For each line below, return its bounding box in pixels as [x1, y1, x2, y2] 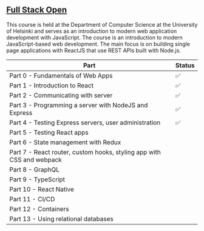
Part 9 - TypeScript [9, 175, 66, 184]
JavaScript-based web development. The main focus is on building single [6, 40, 190, 47]
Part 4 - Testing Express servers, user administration [9, 118, 161, 127]
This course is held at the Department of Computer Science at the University [6, 21, 198, 28]
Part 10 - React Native [9, 185, 75, 193]
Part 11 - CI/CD [9, 195, 55, 203]
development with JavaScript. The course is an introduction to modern [6, 33, 183, 41]
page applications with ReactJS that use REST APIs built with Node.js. [6, 47, 181, 54]
